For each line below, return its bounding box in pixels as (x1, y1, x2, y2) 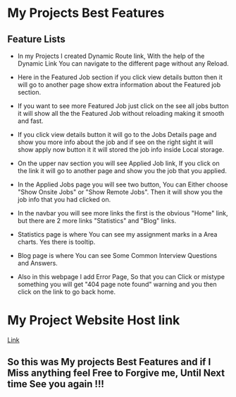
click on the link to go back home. (17, 288, 116, 296)
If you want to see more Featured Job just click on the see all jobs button (17, 102, 229, 110)
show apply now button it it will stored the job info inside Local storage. (17, 146, 224, 153)
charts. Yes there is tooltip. (17, 238, 96, 246)
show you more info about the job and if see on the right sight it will (17, 138, 213, 146)
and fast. (17, 117, 44, 125)
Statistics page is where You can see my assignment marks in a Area (17, 230, 218, 238)
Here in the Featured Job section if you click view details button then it (17, 73, 223, 81)
